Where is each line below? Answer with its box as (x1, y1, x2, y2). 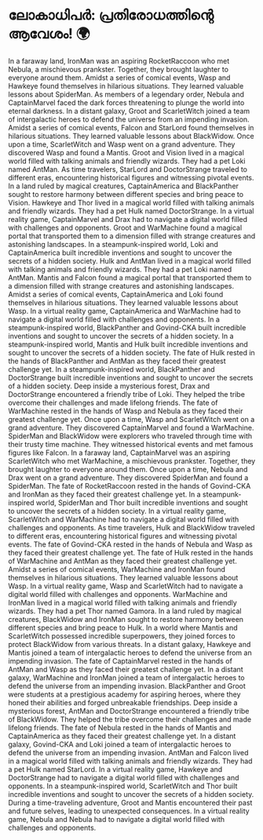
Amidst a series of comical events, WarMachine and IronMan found (8, 564, 226, 574)
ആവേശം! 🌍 (8, 25, 90, 43)
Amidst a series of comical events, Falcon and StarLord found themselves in (8, 122, 254, 132)
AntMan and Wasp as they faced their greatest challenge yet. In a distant (8, 664, 243, 674)
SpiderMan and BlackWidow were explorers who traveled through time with (8, 431, 253, 441)
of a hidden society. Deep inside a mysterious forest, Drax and (8, 381, 210, 391)
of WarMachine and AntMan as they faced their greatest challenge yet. (8, 556, 237, 565)
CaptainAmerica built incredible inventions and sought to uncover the (8, 248, 232, 257)
